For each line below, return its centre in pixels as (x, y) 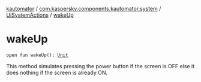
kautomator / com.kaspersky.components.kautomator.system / (84, 9)
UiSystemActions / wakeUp (40, 15)
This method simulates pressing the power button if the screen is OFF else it (100, 66)
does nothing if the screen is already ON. (57, 72)
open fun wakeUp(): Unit (37, 55)
